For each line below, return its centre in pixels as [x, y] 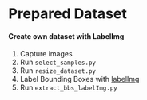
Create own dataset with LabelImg [66, 36]
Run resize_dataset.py [58, 71]
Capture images [46, 54]
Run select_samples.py [58, 62]
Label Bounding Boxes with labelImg [79, 79]
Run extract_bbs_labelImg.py [68, 87]
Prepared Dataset [68, 14]
